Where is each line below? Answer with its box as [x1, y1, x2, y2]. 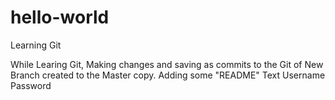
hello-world [10, 6, 110, 29]
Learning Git [10, 39, 62, 51]
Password [10, 79, 52, 91]
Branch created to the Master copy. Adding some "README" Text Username [10, 69, 326, 81]
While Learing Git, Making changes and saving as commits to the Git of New [10, 58, 324, 70]
